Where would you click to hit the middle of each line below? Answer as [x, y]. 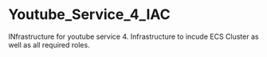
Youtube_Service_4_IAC [89, 15]
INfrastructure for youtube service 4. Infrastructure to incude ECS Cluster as [133, 36]
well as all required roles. [49, 44]
